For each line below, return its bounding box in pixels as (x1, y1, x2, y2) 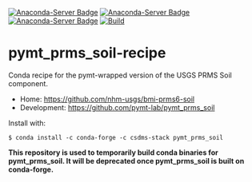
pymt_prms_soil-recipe (8, 44, 166, 62)
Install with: (8, 118, 46, 128)
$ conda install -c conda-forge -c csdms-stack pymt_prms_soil (8, 133, 224, 141)
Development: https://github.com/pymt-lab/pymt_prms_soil (19, 102, 215, 112)
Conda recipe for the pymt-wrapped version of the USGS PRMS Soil (8, 70, 232, 80)
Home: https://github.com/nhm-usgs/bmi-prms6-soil (19, 94, 194, 104)
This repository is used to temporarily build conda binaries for (8, 148, 218, 157)
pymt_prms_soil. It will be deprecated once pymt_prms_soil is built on (8, 156, 245, 165)
